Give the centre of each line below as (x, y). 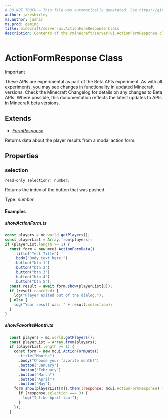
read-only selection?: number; (38, 181)
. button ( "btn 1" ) (32, 263)
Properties (22, 156)
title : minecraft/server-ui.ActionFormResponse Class (62, 29)
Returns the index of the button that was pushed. (55, 190)
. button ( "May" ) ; (35, 384)
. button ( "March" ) (36, 375)
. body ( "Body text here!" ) (41, 258)
